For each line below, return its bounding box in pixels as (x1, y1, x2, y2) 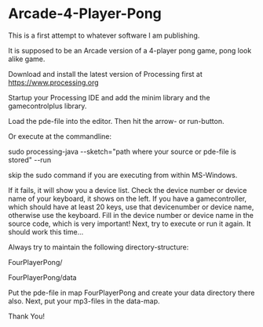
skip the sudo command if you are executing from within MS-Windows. (8, 170, 238, 180)
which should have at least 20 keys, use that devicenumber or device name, (8, 202, 254, 212)
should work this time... (8, 227, 84, 236)
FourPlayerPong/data (8, 272, 77, 282)
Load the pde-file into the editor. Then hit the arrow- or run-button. (8, 116, 225, 125)
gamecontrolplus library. (8, 101, 87, 111)
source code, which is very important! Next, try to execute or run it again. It (8, 219, 251, 228)
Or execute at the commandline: (8, 131, 112, 141)
